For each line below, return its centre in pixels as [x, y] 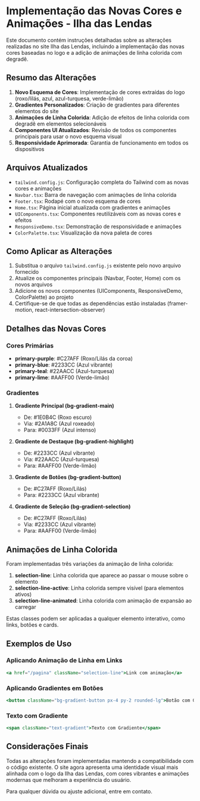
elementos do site [37, 111]
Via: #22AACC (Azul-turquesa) [61, 459]
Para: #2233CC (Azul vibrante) [62, 495]
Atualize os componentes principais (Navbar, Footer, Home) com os [98, 279]
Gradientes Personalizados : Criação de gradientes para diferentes [97, 105]
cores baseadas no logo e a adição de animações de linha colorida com [94, 52]
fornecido [27, 272]
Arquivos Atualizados [47, 168]
